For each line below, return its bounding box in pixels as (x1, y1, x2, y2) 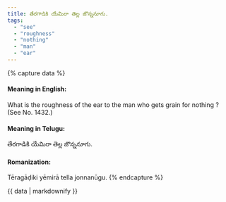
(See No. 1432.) (7, 108, 53, 117)
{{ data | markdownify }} (7, 187, 78, 196)
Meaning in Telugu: (7, 124, 66, 132)
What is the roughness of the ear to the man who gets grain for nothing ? (7, 101, 219, 109)
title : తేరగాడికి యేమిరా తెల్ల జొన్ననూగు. (7, 10, 109, 18)
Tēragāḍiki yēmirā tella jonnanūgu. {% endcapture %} (7, 173, 164, 182)
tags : (7, 17, 23, 24)
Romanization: (7, 158, 52, 166)
